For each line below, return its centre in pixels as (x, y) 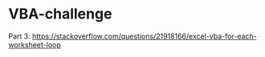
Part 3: (19, 36)
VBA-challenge (60, 14)
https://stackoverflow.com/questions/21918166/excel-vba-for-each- (144, 36)
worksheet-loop (35, 44)
